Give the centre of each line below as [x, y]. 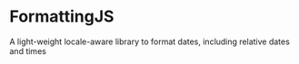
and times [28, 50]
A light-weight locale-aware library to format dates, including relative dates [150, 41]
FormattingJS [62, 17]
